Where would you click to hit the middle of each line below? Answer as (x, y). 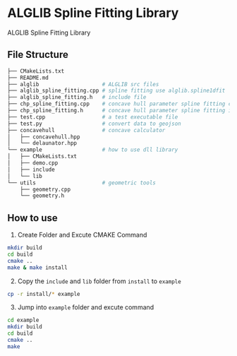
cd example (23, 320)
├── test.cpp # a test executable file (93, 117)
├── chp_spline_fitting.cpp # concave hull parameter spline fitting (116, 104)
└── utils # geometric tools (82, 183)
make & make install (38, 267)
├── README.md (28, 78)
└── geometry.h (42, 196)
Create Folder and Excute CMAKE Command (82, 235)
